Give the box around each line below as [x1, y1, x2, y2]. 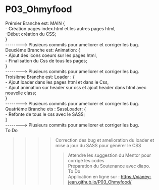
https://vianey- [121, 173, 151, 179]
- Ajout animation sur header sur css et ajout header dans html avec [5, 84, 147, 90]
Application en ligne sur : [68, 173, 120, 179]
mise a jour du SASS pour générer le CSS [55, 142, 141, 148]
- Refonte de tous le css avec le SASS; [5, 111, 85, 117]
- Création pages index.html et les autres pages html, [5, 25, 116, 31]
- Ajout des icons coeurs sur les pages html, [5, 52, 97, 58]
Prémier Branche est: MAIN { [5, 20, 65, 26]
